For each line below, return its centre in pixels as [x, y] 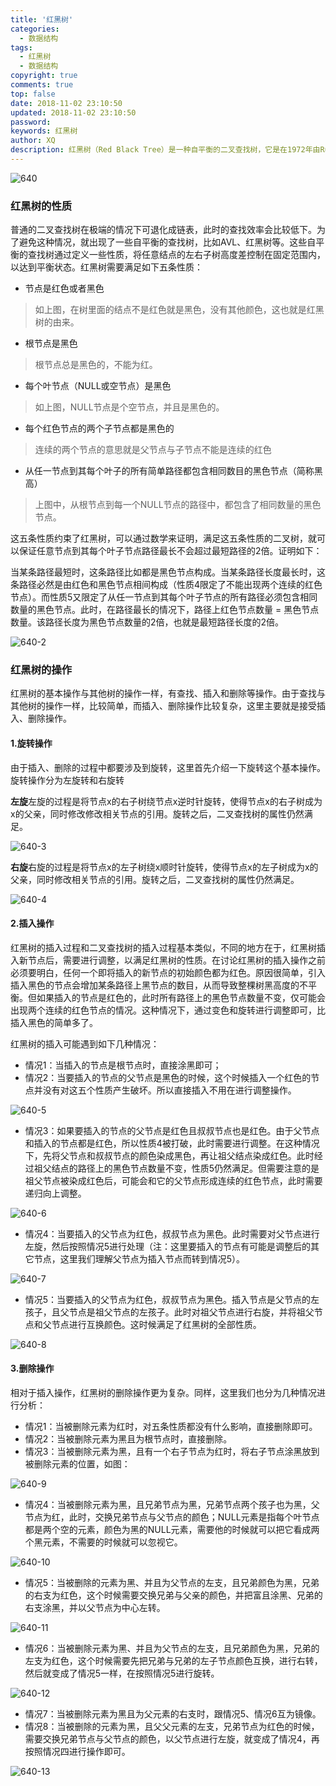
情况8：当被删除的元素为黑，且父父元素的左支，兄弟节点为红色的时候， [172, 1727]
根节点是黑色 [51, 343]
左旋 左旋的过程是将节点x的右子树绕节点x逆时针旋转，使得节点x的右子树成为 [166, 801]
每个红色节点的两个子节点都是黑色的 [99, 428]
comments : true [42, 85]
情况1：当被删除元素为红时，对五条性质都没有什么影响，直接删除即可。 [171, 1427]
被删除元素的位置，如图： [77, 1464]
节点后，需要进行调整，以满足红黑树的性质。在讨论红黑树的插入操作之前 [176, 960]
